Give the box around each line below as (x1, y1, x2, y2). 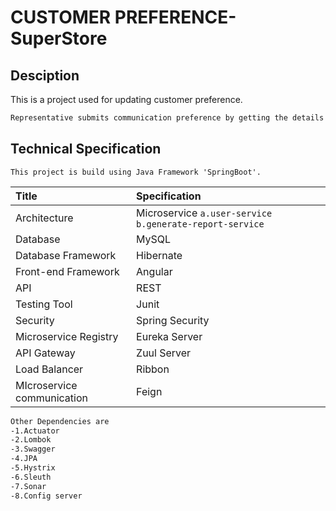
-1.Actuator (10, 426, 60, 436)
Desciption (10, 67, 80, 84)
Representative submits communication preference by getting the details (10, 113, 325, 123)
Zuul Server (136, 346, 192, 360)
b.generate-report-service (136, 218, 265, 230)
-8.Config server (10, 491, 83, 501)
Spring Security (136, 313, 210, 327)
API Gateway (15, 346, 76, 360)
